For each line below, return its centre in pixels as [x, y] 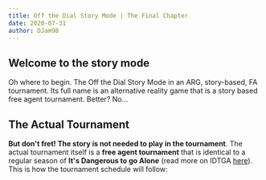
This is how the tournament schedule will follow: [88, 169]
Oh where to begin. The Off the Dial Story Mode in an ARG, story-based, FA [133, 82]
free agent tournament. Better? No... [68, 99]
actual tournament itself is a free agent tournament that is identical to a [127, 152]
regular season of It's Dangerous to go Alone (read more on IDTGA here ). [131, 160]
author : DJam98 [34, 30]
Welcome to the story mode [79, 63]
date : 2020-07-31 [37, 23]
